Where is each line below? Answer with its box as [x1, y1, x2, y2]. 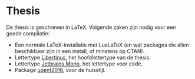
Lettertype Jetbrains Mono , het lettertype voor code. [14, 60, 143, 67]
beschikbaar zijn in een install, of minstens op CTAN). [14, 47, 145, 54]
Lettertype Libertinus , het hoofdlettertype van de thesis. [14, 54, 151, 61]
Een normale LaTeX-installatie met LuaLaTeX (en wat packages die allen [14, 41, 190, 48]
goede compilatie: [6, 29, 50, 37]
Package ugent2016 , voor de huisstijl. [14, 66, 106, 73]
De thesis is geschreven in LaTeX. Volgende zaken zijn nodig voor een [6, 24, 176, 31]
